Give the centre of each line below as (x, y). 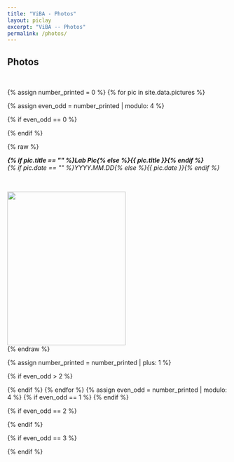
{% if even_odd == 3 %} (42, 438)
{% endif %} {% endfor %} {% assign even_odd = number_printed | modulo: (117, 390)
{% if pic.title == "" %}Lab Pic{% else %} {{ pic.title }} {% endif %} (106, 160)
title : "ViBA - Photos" (42, 14)
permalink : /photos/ (37, 33)
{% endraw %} (29, 349)
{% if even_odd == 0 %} (42, 119)
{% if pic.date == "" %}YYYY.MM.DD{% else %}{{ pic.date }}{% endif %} (113, 168)
